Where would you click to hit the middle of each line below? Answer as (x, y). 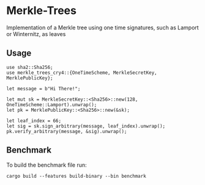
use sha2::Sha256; (30, 67)
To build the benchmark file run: (47, 165)
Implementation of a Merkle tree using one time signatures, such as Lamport (102, 27)
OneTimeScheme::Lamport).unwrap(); (52, 104)
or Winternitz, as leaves (36, 34)
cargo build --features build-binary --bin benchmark (76, 176)
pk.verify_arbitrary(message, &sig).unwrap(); (67, 131)
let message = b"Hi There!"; (43, 89)
